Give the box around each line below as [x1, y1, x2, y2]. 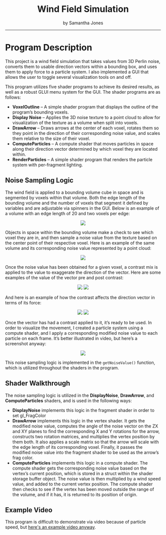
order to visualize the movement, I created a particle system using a [5, 325, 143, 331]
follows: [5, 94, 21, 100]
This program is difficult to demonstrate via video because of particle [5, 519, 146, 525]
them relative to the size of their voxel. [12, 135, 90, 141]
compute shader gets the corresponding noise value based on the [12, 465, 147, 471]
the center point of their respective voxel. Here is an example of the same [5, 239, 155, 246]
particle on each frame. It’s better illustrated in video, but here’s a [5, 335, 137, 341]
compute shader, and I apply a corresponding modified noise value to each [5, 330, 158, 336]
